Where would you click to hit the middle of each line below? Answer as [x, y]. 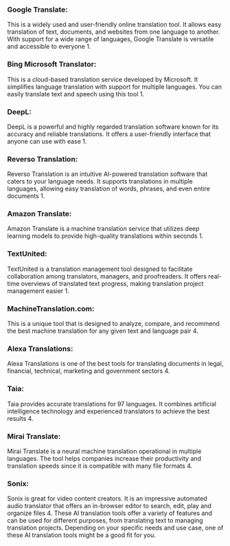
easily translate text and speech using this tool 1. [76, 94]
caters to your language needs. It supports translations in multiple [100, 182]
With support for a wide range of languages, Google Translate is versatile [111, 39]
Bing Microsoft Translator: [52, 65]
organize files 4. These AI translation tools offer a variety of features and [110, 513]
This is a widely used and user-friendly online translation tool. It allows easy [114, 25]
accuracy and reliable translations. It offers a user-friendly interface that [109, 134]
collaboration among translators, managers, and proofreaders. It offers [107, 276]
